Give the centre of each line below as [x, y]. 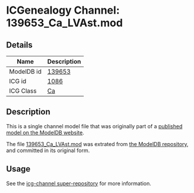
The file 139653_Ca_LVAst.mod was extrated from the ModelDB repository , [97, 144]
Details [19, 45]
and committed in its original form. [48, 150]
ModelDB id [26, 72]
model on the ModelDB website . [45, 132]
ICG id [18, 81]
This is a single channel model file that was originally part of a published [94, 126]
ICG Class [23, 91]
